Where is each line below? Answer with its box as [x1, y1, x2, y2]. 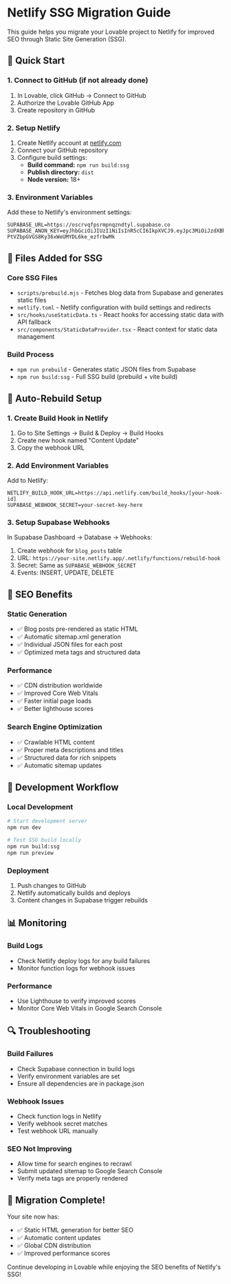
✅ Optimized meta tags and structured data [16, 648, 141, 656]
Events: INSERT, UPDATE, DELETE [16, 568, 115, 577]
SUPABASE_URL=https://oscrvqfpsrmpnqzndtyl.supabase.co [7, 222, 170, 229]
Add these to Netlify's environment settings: [7, 208, 132, 216]
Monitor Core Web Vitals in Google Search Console [16, 1004, 162, 1013]
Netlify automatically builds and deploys [16, 889, 131, 897]
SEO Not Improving [7, 1144, 72, 1154]
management [16, 332, 55, 340]
